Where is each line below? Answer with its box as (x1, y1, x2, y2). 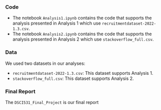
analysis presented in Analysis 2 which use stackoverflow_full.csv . (12, 36, 154, 42)
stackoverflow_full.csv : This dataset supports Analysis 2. (12, 75, 134, 81)
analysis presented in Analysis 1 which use (12, 20, 101, 26)
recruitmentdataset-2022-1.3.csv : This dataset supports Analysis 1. (12, 70, 153, 76)
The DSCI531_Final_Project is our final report (5, 99, 99, 105)
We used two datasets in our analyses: (5, 60, 86, 66)
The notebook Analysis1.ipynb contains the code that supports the (12, 15, 152, 21)
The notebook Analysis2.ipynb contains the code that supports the (12, 31, 152, 37)
